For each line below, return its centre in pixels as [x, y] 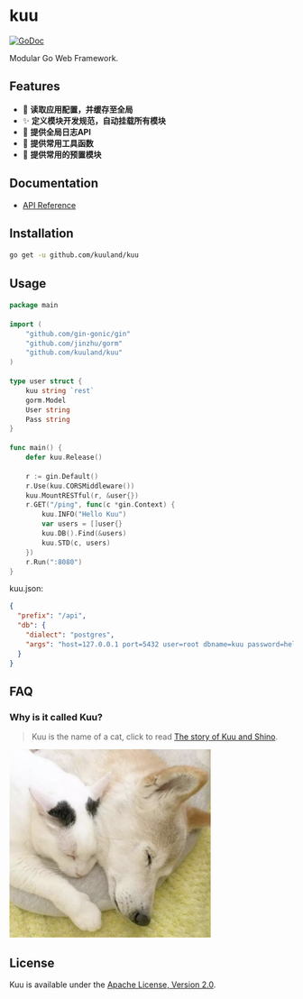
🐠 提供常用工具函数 [58, 143]
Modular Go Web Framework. [64, 58]
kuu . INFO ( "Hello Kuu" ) [84, 515]
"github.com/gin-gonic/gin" [78, 334]
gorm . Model [46, 400]
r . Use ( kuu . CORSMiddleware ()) [80, 486]
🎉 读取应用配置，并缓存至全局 [78, 109]
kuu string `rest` [60, 390]
